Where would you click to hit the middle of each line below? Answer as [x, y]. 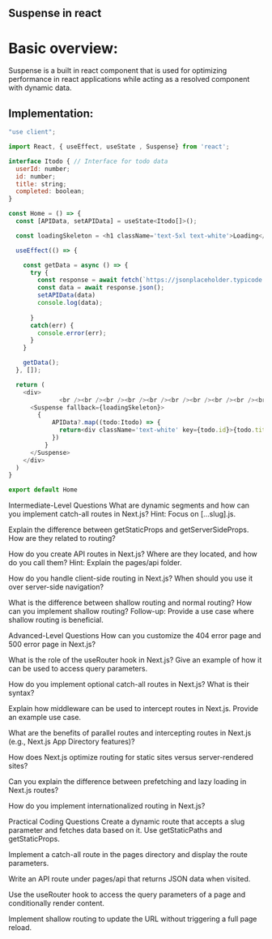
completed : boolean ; [50, 191]
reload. [20, 928]
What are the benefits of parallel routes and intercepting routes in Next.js [130, 733]
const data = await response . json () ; [101, 288]
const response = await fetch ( [90, 280]
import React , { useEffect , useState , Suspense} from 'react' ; [119, 147]
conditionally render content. [57, 903]
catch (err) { [52, 325]
